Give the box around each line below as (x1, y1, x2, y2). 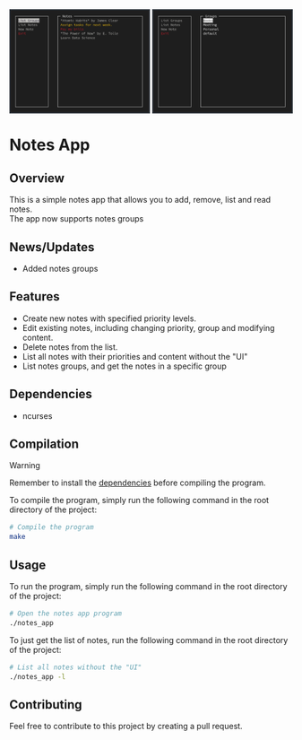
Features (9, 289, 60, 304)
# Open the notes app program (9, 609, 123, 618)
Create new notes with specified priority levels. (22, 313, 197, 324)
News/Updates (9, 239, 95, 255)
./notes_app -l (9, 672, 66, 681)
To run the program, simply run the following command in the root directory (9, 581, 289, 592)
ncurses (22, 410, 53, 421)
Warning (9, 460, 40, 471)
